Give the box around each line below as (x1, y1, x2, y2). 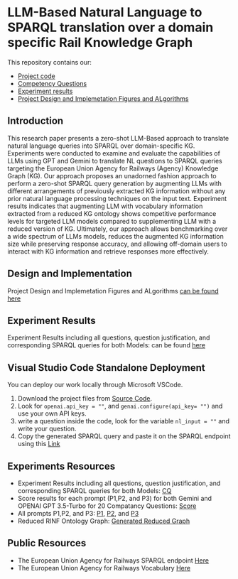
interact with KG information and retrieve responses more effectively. (7, 247, 210, 256)
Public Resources (7, 537, 87, 549)
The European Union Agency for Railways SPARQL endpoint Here (17, 556, 210, 565)
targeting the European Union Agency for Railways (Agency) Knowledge (7, 164, 219, 173)
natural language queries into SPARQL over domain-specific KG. (7, 141, 195, 150)
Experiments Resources (7, 460, 116, 472)
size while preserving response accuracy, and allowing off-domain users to (7, 239, 227, 248)
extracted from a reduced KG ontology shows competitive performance (7, 209, 217, 217)
